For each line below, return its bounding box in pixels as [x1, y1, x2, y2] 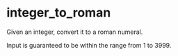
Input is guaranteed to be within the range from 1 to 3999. [6, 41, 172, 49]
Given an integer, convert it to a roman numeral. [6, 28, 143, 36]
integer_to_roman [6, 5, 111, 21]
